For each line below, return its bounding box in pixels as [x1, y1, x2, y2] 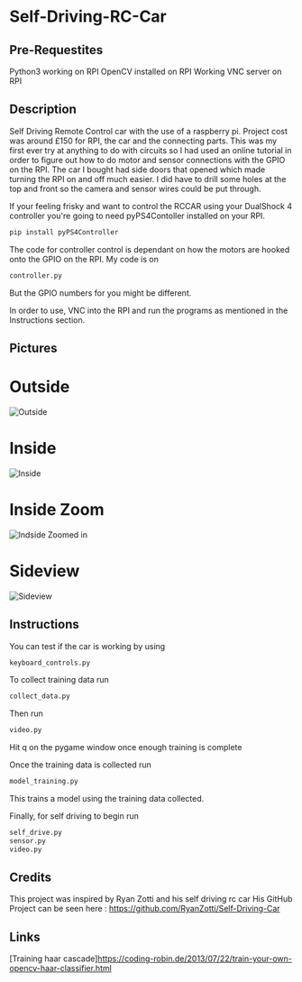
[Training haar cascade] [9, 953, 98, 964]
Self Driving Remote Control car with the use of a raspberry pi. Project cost [9, 125, 288, 136]
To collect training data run [9, 675, 110, 685]
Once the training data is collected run [9, 759, 151, 770]
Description [9, 102, 77, 117]
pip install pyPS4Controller [9, 227, 119, 236]
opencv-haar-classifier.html [9, 963, 113, 974]
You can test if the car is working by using [9, 640, 166, 651]
